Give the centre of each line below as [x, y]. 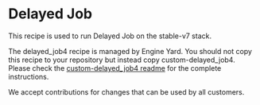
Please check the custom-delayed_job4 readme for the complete [115, 68]
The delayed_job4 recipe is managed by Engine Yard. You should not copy [130, 51]
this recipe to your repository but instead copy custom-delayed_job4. [122, 60]
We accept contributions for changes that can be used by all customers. [126, 91]
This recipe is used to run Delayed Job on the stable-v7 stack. [110, 36]
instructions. [29, 76]
